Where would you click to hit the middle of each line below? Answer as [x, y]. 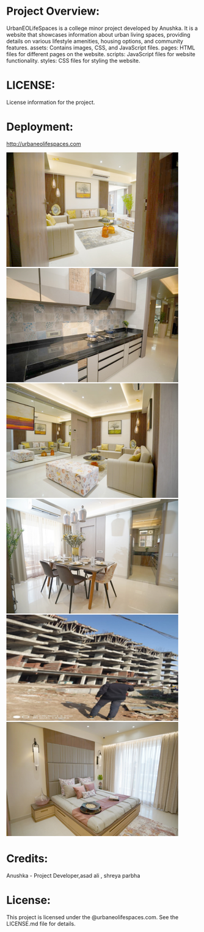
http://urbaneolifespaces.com [44, 144]
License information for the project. [51, 102]
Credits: [27, 859]
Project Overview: [53, 11]
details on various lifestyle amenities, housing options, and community [95, 41]
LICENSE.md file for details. [41, 924]
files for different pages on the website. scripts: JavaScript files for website [101, 54]
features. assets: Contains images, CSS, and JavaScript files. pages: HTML [101, 48]
